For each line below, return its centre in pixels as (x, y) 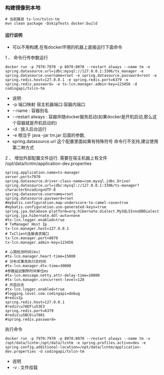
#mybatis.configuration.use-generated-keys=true (56, 207)
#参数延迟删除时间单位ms (27, 271)
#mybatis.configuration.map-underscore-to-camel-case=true (67, 203)
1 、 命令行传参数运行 (27, 57)
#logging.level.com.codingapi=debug (42, 293)
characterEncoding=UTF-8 (30, 190)
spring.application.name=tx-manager (42, 172)
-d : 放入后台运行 (29, 129)
